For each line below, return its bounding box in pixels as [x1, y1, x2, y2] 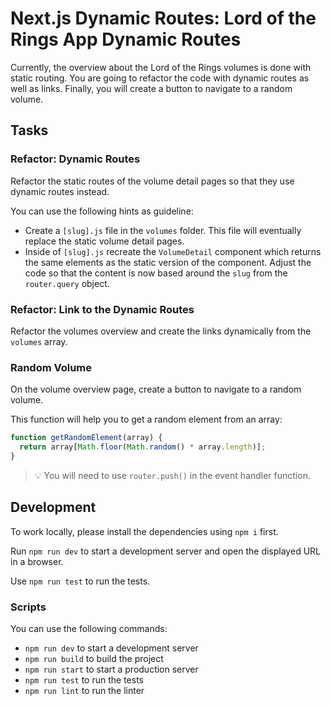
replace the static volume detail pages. [24, 235, 185, 247]
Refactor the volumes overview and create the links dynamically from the [10, 325, 312, 337]
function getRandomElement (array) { [10, 433, 163, 443]
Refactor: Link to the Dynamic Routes [10, 302, 195, 316]
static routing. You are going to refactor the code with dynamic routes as [10, 72, 310, 84]
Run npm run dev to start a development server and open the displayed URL [10, 545, 321, 557]
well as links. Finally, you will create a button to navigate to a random [10, 82, 293, 94]
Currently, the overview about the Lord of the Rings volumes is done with [10, 61, 312, 73]
